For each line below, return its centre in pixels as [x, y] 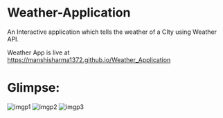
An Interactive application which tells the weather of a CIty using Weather [112, 32]
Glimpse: [34, 88]
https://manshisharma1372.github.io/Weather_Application [89, 59]
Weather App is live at [38, 52]
